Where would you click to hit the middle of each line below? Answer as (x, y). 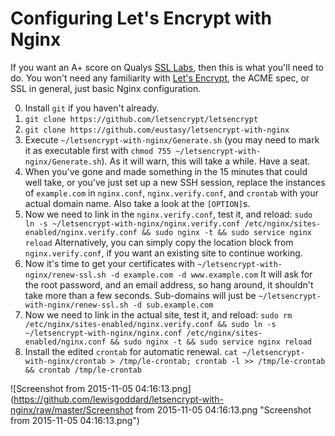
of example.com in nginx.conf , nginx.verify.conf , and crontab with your (171, 193)
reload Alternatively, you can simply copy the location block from (159, 242)
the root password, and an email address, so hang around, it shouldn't (169, 284)
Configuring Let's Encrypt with (141, 18)
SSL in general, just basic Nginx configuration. (106, 88)
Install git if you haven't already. (92, 108)
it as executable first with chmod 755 (98, 150)
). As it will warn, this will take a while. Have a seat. (206, 161)
